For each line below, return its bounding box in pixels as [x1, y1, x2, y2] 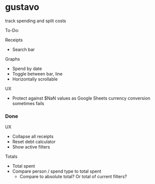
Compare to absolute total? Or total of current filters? [19, 174, 127, 180]
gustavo [5, 1, 39, 13]
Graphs [5, 56, 20, 62]
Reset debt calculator [12, 139, 56, 145]
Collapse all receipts [12, 134, 54, 140]
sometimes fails [12, 100, 44, 106]
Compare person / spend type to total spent [12, 168, 102, 174]
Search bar [12, 46, 35, 52]
